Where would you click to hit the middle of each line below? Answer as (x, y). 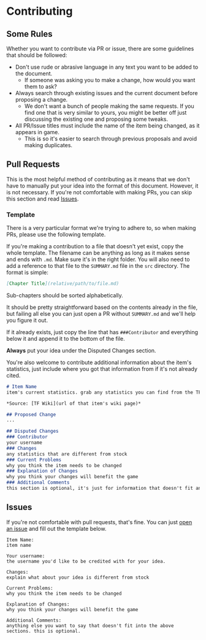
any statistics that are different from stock (67, 454)
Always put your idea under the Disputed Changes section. (81, 350)
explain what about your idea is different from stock (78, 577)
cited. (13, 375)
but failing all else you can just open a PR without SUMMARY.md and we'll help (101, 313)
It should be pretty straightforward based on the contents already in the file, (102, 307)
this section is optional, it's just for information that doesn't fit (100, 489)
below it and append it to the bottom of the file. (66, 338)
